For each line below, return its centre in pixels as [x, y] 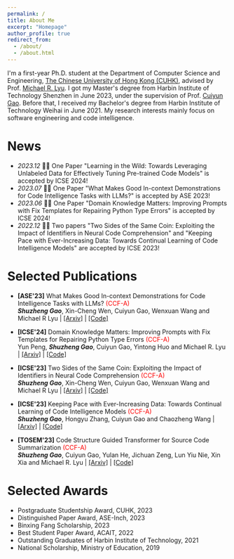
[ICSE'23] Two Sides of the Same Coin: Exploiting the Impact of [109, 368]
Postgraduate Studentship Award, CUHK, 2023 [85, 510]
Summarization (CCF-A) [52, 447]
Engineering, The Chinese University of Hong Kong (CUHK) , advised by [110, 80]
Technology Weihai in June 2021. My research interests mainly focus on [111, 110]
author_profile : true [39, 33]
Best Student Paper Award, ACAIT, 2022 [76, 532]
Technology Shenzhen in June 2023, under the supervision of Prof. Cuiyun [115, 95]
